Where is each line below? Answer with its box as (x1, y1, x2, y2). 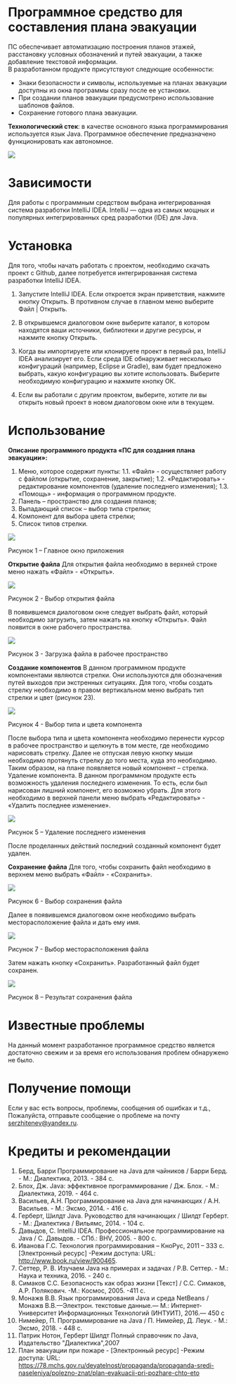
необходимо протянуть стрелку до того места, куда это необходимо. (8, 756, 217, 765)
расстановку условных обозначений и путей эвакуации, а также (8, 50, 202, 58)
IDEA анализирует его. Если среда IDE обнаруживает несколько (18, 354, 211, 363)
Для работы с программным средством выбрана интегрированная (8, 198, 211, 206)
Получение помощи (8, 1080, 131, 1096)
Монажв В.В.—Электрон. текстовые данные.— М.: (18, 1301, 170, 1309)
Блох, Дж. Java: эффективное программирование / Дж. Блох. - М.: (18, 1181, 220, 1190)
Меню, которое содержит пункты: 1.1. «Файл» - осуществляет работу (18, 467, 227, 475)
